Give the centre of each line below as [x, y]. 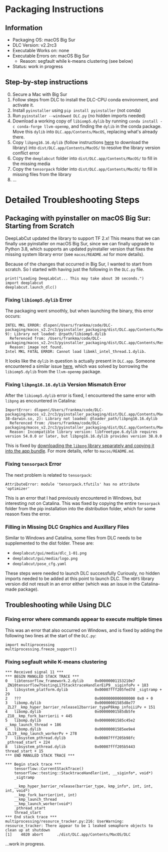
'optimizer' [17, 488]
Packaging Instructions [54, 9]
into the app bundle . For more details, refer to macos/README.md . [70, 451]
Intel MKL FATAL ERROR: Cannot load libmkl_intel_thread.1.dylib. [76, 352]
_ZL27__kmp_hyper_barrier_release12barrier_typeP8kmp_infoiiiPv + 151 [80, 707]
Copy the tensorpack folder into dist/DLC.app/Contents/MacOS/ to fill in [85, 169]
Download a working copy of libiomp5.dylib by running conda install [85, 121]
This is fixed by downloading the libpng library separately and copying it [80, 446]
